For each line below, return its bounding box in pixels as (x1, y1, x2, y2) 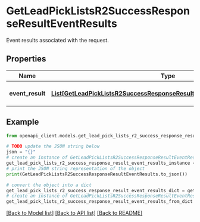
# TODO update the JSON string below (6, 143, 100, 150)
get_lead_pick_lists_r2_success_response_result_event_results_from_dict (6, 199, 193, 205)
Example (6, 117, 39, 127)
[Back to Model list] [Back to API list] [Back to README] (6, 209, 143, 217)
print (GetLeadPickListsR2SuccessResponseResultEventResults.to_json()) (6, 171, 187, 177)
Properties (6, 54, 46, 64)
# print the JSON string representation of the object (6, 165, 145, 171)
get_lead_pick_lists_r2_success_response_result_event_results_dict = (6, 187, 185, 193)
